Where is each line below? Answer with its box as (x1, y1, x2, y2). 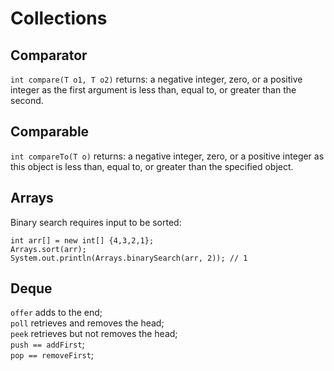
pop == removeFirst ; (10, 349, 95, 361)
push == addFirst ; (10, 338, 85, 351)
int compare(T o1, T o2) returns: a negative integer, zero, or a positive (10, 73, 303, 85)
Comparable (10, 123, 90, 141)
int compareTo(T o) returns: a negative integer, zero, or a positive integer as (10, 150, 325, 162)
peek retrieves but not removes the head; (10, 328, 178, 340)
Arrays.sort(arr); (10, 244, 87, 254)
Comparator (10, 47, 88, 64)
